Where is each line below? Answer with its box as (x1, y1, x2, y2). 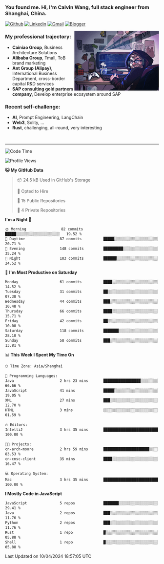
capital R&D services (12, 81, 54, 86)
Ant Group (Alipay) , (12, 65, 53, 71)
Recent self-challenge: (5, 103, 61, 110)
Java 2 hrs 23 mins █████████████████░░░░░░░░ (5, 378, 159, 383)
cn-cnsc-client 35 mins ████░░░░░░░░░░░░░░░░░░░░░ (5, 456, 159, 461)
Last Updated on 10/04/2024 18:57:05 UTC (5, 553, 92, 559)
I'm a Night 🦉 (5, 216, 32, 222)
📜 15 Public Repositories (17, 197, 66, 204)
